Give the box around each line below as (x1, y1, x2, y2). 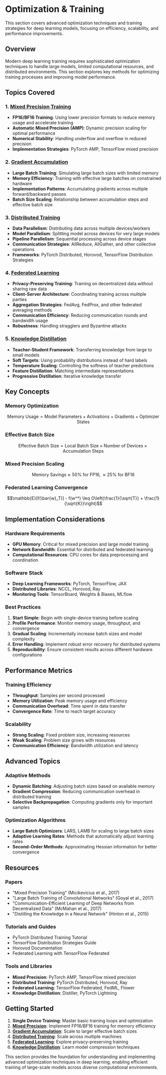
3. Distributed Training (5, 214, 60, 221)
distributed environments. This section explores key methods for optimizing (5, 69, 160, 75)
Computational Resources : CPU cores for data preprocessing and (12, 552, 149, 558)
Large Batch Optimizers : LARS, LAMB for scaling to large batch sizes (12, 828, 155, 834)
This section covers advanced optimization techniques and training (5, 20, 142, 26)
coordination (12, 557, 39, 563)
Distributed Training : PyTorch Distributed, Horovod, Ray (12, 979, 128, 985)
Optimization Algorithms (5, 817, 66, 824)
